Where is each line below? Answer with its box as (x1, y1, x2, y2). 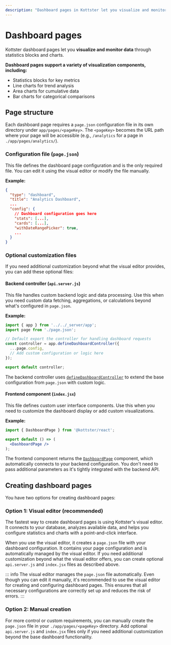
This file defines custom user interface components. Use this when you (5, 402, 155, 409)
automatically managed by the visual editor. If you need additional (5, 551, 144, 557)
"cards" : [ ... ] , (14, 221, 49, 226)
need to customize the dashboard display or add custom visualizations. (5, 408, 155, 414)
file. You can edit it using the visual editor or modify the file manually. (5, 168, 150, 174)
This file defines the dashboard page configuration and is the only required (5, 162, 163, 169)
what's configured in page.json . (5, 302, 72, 309)
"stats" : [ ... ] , (14, 216, 49, 221)
